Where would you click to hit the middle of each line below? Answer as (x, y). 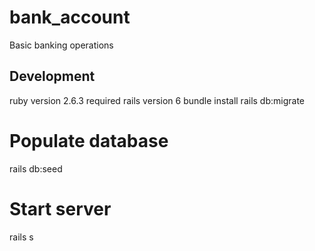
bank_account (70, 17)
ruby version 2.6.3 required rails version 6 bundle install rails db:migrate (157, 100)
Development (52, 76)
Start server (60, 208)
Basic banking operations (61, 45)
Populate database (89, 140)
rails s (21, 237)
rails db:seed (36, 168)
